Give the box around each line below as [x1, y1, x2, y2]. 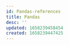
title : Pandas [6, 14, 41, 20]
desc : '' [6, 19, 27, 25]
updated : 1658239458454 [6, 25, 64, 31]
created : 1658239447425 [6, 30, 64, 36]
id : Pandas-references [6, 8, 61, 15]
